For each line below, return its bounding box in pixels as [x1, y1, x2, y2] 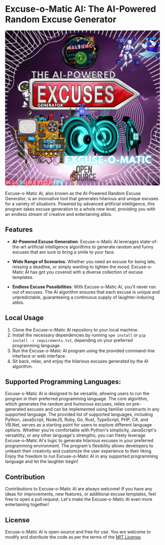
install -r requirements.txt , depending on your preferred [12, 337, 133, 343]
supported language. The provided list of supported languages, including [5, 412, 153, 418]
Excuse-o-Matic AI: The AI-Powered [5, 3, 156, 15]
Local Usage [5, 314, 44, 322]
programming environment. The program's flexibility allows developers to [5, 443, 154, 449]
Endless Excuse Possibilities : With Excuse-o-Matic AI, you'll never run [12, 284, 156, 290]
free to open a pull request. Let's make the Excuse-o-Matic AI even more [5, 496, 153, 502]
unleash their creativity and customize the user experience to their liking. [5, 448, 153, 454]
